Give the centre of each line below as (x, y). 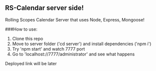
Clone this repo (27, 38)
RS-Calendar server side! (45, 8)
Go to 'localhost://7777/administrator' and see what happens (73, 54)
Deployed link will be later (31, 63)
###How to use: (21, 29)
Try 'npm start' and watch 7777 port (48, 49)
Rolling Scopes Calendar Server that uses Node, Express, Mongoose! (75, 19)
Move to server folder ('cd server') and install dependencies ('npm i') (82, 44)
